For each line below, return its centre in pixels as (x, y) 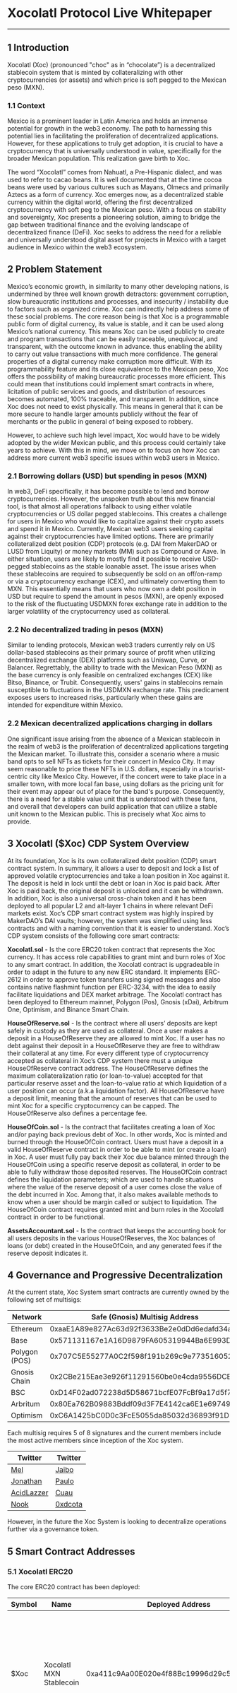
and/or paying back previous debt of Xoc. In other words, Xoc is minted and (117, 1134)
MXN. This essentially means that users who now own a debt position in (112, 589)
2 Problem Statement (55, 269)
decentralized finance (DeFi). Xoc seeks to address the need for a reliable (115, 232)
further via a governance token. (53, 1529)
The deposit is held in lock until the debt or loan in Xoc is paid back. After (114, 883)
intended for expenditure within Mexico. (65, 705)
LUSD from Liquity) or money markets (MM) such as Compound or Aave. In (116, 552)
